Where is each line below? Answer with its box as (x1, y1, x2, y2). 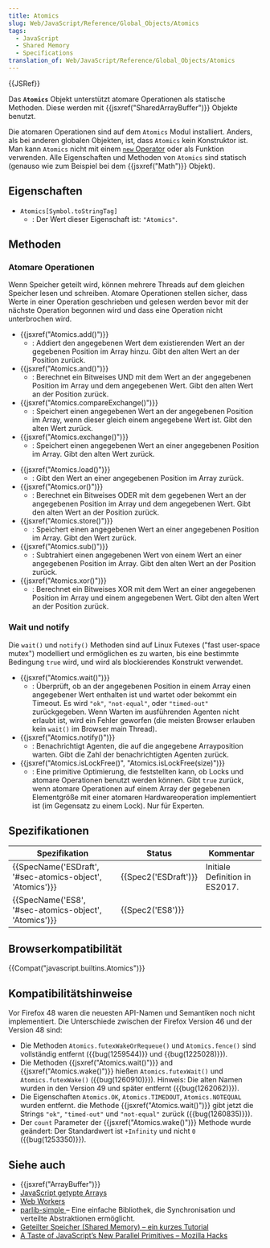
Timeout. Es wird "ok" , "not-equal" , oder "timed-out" (31, 698, 209, 708)
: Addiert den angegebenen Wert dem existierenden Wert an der (31, 339, 245, 348)
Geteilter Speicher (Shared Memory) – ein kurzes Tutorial (19, 1221, 209, 1231)
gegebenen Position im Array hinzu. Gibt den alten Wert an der (31, 347, 239, 356)
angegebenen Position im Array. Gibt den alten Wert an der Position (31, 559, 256, 569)
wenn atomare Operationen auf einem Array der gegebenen (31, 783, 231, 793)
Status (146, 848, 173, 859)
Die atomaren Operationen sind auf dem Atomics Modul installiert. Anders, (8, 126, 253, 137)
